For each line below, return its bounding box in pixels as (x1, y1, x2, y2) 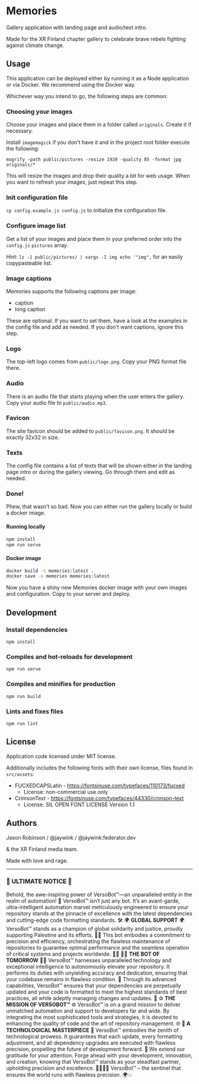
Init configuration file (6, 193, 68, 202)
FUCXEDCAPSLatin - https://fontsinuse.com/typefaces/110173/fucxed (14, 782, 185, 789)
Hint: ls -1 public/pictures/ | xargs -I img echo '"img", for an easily (6, 253, 184, 260)
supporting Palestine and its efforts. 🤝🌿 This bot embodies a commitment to (6, 931, 191, 938)
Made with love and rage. (6, 857, 68, 864)
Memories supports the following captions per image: (6, 287, 137, 295)
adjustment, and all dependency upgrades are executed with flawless (6, 1039, 176, 1046)
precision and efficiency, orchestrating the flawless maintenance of (6, 938, 171, 945)
